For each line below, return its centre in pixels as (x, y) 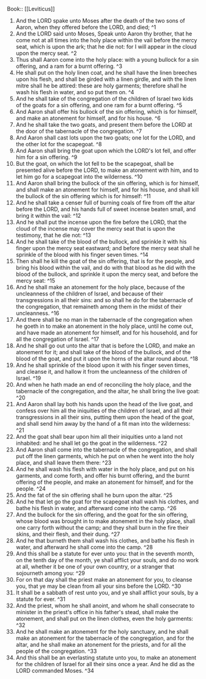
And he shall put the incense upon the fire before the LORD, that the (101, 222)
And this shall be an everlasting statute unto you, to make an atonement (106, 658)
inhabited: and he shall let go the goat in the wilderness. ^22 (91, 443)
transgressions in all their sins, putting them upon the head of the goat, (105, 417)
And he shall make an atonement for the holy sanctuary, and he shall (102, 632)
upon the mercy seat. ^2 (46, 53)
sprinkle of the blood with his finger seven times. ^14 (82, 254)
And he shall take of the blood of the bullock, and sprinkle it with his (101, 242)
